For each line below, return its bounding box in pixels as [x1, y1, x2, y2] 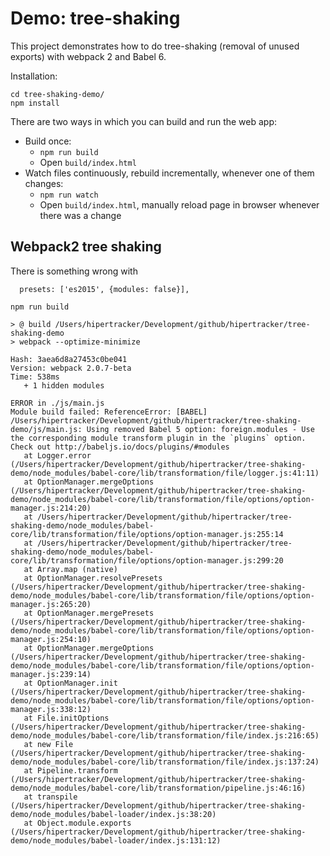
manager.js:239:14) [10, 669, 92, 679]
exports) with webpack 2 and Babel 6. [10, 50, 167, 62]
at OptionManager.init [23, 678, 118, 688]
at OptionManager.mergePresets [23, 608, 155, 618]
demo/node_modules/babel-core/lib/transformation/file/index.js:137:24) [10, 757, 320, 767]
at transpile [23, 792, 78, 802]
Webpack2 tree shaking [10, 238, 162, 256]
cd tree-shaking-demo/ [10, 89, 105, 99]
